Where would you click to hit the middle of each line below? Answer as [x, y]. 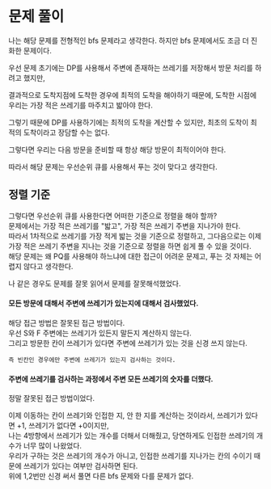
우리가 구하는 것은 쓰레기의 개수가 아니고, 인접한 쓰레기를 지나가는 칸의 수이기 [130, 456]
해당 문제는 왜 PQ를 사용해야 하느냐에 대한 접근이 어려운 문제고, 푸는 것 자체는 [131, 256]
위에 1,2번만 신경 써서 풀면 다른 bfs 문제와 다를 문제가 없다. [101, 476]
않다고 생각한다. [48, 266]
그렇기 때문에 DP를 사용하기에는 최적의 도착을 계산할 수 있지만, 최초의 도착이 [129, 122]
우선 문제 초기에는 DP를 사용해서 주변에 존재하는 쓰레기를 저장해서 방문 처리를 [131, 67]
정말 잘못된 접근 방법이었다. [52, 398]
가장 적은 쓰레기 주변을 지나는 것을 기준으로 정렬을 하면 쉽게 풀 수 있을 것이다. [130, 246]
